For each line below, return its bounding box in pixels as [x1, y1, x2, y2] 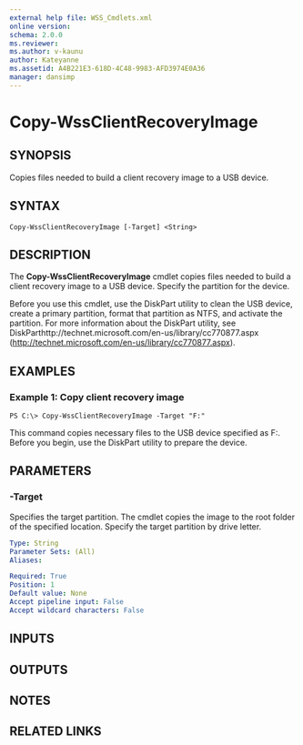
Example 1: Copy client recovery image [9, 390, 185, 403]
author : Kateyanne [9, 55, 79, 65]
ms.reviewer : [9, 38, 59, 48]
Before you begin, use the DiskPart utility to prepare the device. [9, 438, 247, 448]
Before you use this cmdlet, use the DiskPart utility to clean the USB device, [9, 298, 293, 309]
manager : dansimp [9, 73, 76, 82]
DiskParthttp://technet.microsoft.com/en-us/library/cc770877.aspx [9, 327, 259, 338]
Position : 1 [9, 580, 55, 589]
